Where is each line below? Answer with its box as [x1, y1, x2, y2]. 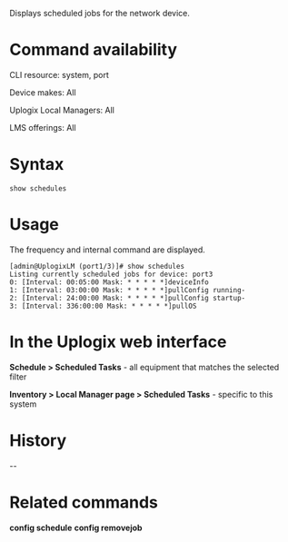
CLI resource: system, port [9, 69, 109, 80]
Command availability [9, 40, 178, 60]
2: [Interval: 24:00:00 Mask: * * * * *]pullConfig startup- [9, 293, 246, 302]
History [9, 430, 67, 450]
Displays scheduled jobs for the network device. [9, 8, 191, 18]
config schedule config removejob [9, 522, 143, 533]
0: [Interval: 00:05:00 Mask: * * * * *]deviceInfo [9, 277, 209, 287]
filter [9, 371, 27, 382]
